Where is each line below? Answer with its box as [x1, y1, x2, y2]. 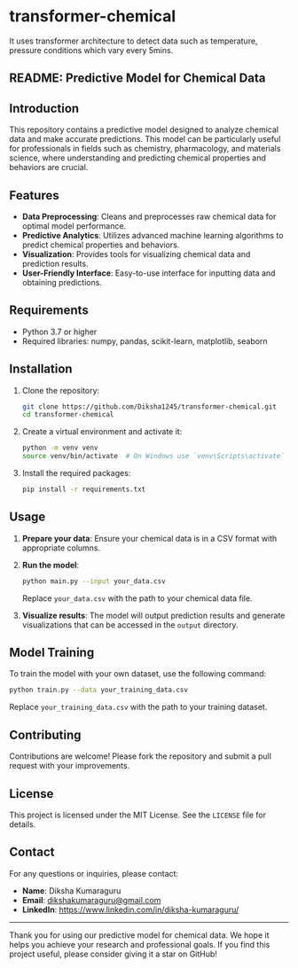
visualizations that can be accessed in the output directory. [21, 619, 239, 630]
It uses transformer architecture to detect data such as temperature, [9, 35, 258, 46]
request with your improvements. [9, 761, 130, 771]
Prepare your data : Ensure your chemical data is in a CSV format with [21, 533, 278, 543]
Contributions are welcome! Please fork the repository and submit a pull [9, 751, 272, 761]
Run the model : [21, 559, 80, 570]
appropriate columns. [21, 543, 101, 553]
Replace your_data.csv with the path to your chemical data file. [21, 592, 253, 604]
